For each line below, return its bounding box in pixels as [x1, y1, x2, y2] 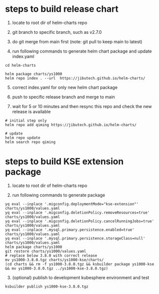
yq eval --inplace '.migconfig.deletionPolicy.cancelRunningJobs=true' [5, 218, 154, 224]
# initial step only [5, 118, 47, 123]
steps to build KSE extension [5, 156, 124, 167]
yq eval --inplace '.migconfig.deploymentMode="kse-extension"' [5, 201, 139, 207]
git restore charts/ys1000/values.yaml [5, 249, 87, 254]
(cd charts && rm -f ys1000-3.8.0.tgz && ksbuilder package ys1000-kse [5, 262, 154, 267]
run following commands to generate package [12, 192, 105, 198]
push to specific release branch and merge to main [12, 94, 115, 100]
